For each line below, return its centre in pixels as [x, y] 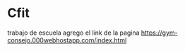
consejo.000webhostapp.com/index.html [67, 40]
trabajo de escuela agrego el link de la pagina [73, 33]
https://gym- [159, 33]
